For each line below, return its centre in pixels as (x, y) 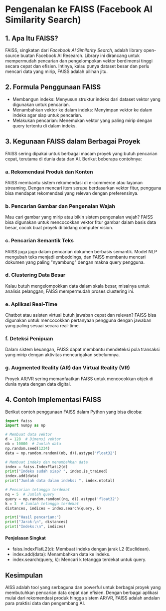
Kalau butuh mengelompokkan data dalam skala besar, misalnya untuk (77, 286)
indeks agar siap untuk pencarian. (47, 115)
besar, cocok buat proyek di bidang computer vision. (59, 228)
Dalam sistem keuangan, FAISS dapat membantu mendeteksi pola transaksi (83, 349)
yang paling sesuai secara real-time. (43, 326)
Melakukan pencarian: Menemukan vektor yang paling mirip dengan (82, 120)
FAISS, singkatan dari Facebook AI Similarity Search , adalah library (74, 50)
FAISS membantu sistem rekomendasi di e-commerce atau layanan (74, 182)
